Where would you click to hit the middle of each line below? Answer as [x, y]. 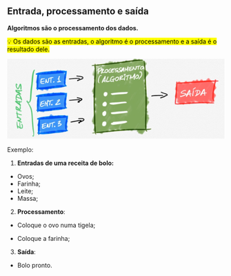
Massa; [28, 198]
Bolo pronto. [35, 265]
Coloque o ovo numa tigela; [56, 225]
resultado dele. [29, 49]
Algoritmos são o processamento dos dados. [73, 28]
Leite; [25, 191]
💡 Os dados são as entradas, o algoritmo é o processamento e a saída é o [112, 41]
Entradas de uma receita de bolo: [65, 163]
